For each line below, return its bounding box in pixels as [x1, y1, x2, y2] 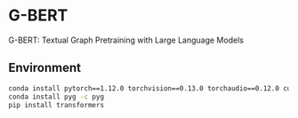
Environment [8, 60, 82, 75]
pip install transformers [8, 100, 104, 109]
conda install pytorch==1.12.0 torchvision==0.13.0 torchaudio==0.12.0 [8, 83, 279, 93]
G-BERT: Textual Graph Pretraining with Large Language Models [8, 35, 244, 45]
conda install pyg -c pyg [8, 92, 104, 101]
